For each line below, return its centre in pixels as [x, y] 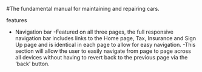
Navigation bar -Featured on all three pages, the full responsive [94, 32]
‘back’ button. [32, 64]
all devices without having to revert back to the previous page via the [101, 57]
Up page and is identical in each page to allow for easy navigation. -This [105, 45]
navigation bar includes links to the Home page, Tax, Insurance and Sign [105, 38]
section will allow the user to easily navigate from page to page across [103, 51]
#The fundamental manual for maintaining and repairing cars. [83, 9]
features [17, 20]
